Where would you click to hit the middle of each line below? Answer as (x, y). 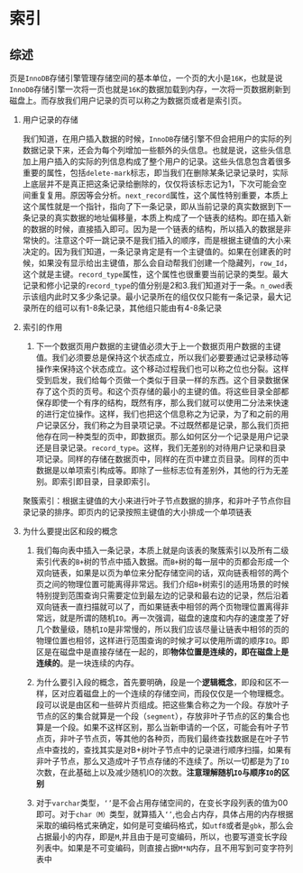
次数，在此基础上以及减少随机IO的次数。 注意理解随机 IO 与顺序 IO (155, 772)
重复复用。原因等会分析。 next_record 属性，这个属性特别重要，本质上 (159, 195)
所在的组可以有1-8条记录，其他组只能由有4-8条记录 (126, 308)
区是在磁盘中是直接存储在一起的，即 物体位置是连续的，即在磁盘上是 (162, 652)
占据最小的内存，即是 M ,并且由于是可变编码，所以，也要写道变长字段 (161, 836)
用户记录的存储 (50, 119)
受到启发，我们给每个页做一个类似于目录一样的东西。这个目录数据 (158, 380)
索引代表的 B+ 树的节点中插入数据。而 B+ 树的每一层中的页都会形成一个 (163, 561)
